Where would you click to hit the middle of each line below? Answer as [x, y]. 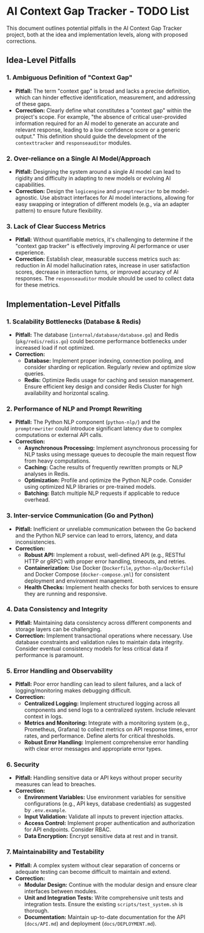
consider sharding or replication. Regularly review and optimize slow [110, 367]
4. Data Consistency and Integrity [57, 609]
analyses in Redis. [47, 474]
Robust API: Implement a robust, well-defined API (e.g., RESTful [105, 555]
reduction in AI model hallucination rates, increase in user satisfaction [102, 266]
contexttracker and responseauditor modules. [73, 143]
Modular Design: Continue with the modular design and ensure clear [111, 884]
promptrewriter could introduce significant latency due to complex [99, 428]
